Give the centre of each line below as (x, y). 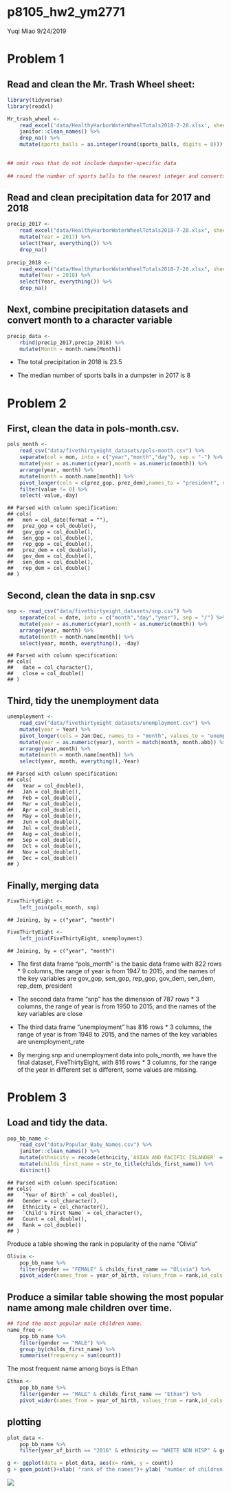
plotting (24, 1422)
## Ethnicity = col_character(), (58, 1207)
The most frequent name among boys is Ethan (73, 1369)
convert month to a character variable (90, 320)
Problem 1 (36, 59)
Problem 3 (37, 1097)
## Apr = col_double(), (44, 810)
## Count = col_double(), (47, 1219)
